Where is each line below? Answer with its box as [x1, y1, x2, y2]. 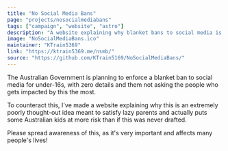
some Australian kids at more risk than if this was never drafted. [7, 115, 187, 124]
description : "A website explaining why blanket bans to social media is [7, 29, 223, 36]
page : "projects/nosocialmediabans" [7, 16, 112, 23]
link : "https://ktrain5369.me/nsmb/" [7, 49, 115, 55]
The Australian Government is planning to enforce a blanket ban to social [7, 73, 213, 81]
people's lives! [7, 136, 48, 144]
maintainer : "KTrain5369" [7, 42, 81, 49]
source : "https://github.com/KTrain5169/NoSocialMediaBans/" [7, 55, 186, 61]
